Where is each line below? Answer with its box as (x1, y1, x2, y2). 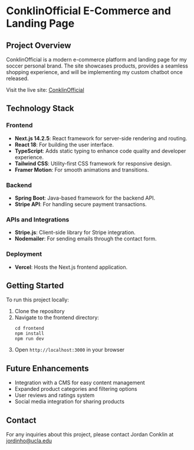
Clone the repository (14, 308, 65, 315)
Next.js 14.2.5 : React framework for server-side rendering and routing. (14, 134, 188, 142)
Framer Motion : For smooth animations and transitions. (14, 166, 149, 173)
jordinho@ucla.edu (6, 437, 52, 445)
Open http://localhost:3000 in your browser (14, 346, 125, 353)
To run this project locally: (6, 296, 70, 303)
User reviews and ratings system (14, 392, 95, 399)
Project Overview (6, 40, 71, 50)
